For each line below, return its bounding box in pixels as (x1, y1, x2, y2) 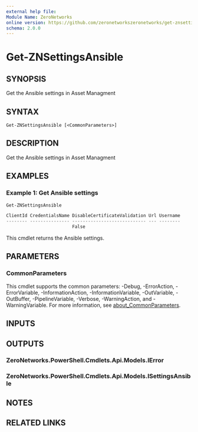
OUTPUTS (6, 339, 44, 349)
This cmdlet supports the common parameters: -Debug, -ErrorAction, (6, 283, 175, 290)
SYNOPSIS (6, 74, 47, 84)
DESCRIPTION (6, 138, 59, 148)
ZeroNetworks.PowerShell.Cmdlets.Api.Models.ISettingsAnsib (6, 372, 191, 381)
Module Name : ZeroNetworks (6, 14, 72, 20)
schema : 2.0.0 (6, 25, 41, 31)
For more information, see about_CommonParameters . (49, 302, 181, 309)
